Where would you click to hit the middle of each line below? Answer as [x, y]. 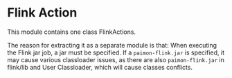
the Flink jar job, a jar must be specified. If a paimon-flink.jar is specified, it [116, 52]
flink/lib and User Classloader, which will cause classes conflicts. [100, 67]
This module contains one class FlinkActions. [72, 32]
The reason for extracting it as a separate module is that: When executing [112, 45]
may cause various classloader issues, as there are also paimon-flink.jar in [116, 59]
